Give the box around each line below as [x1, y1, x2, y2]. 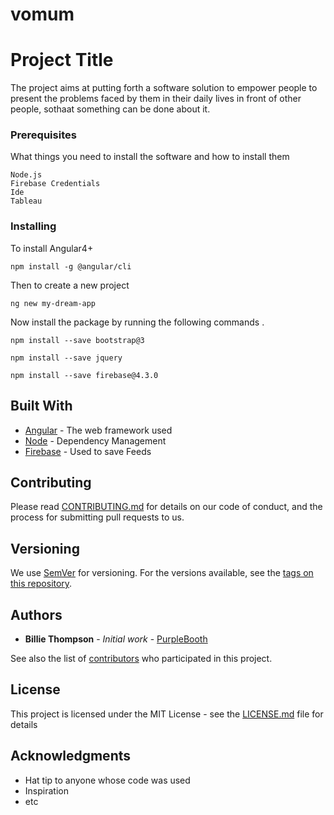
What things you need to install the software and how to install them [10, 151, 290, 163]
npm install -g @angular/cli [10, 261, 132, 272]
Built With [10, 398, 73, 415]
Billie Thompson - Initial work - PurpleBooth [24, 633, 208, 645]
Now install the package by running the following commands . [10, 316, 265, 328]
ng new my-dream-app [10, 298, 97, 308]
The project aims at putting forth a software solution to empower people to [10, 82, 318, 94]
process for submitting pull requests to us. [10, 511, 185, 523]
